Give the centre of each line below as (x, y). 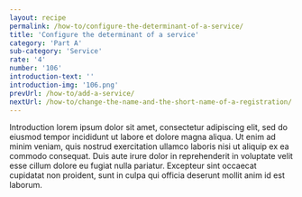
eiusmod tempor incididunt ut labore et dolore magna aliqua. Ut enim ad (143, 137)
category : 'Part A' (46, 43)
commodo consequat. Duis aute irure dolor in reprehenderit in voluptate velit (151, 156)
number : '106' (36, 69)
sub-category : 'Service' (56, 52)
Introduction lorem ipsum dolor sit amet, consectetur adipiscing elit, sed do (149, 127)
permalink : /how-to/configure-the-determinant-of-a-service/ (127, 26)
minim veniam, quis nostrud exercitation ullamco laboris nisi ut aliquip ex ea (150, 146)
